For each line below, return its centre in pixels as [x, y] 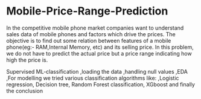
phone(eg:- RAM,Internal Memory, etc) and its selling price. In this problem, [100, 47]
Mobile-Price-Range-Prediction [87, 11]
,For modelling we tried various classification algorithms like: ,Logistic [93, 78]
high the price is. [27, 60]
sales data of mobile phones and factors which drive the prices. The [91, 34]
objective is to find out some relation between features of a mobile [89, 40]
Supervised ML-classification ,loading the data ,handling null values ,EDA [97, 71]
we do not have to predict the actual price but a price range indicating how [99, 53]
